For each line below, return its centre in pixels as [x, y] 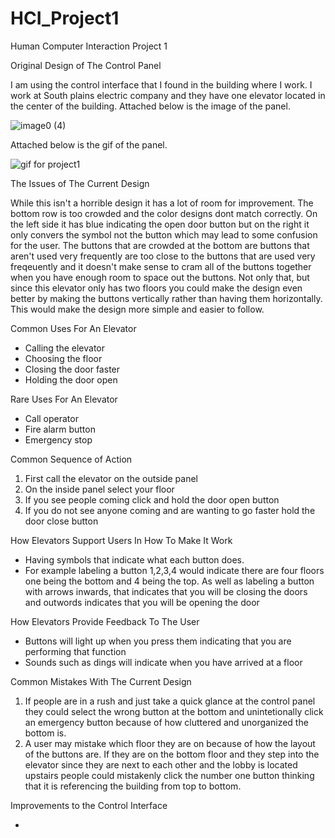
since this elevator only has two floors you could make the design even [156, 288]
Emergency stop [58, 439]
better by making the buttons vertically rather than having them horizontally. [166, 298]
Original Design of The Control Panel [86, 65]
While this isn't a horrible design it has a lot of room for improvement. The [162, 203]
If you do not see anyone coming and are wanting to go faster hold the [170, 510]
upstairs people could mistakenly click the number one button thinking [169, 775]
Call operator [51, 418]
